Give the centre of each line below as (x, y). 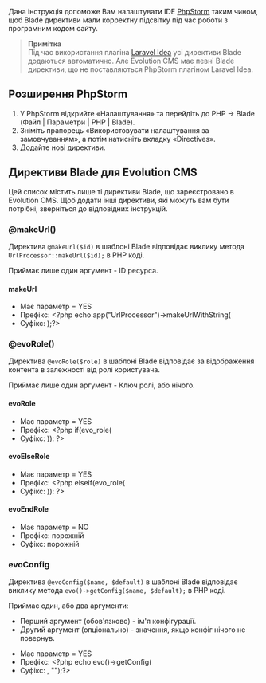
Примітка (45, 44)
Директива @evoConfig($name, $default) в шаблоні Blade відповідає (123, 582)
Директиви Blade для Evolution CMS (103, 173)
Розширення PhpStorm (68, 94)
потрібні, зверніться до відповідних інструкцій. (88, 208)
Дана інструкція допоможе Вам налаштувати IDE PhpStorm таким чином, (133, 12)
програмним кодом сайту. (53, 28)
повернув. (37, 638)
